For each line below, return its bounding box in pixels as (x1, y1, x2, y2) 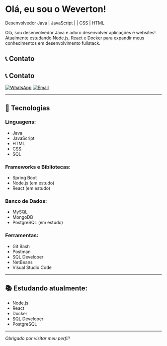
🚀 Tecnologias (5, 103, 50, 112)
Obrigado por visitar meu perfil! (5, 335, 70, 341)
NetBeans (12, 259, 33, 265)
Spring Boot (12, 175, 37, 181)
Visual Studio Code (12, 264, 52, 270)
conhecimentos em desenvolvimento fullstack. (5, 40, 101, 46)
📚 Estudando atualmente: (5, 284, 88, 293)
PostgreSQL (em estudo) (12, 220, 63, 226)
